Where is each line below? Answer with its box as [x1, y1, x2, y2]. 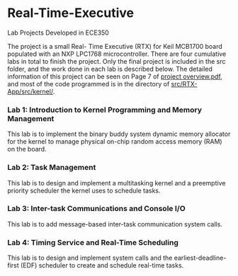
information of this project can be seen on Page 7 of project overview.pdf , [7, 72, 223, 81]
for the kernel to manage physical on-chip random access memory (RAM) [7, 137, 222, 146]
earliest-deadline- [174, 253, 227, 263]
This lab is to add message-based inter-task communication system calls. [7, 219, 223, 228]
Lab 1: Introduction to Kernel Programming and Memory [7, 105, 203, 115]
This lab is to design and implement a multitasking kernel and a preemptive [7, 178, 226, 187]
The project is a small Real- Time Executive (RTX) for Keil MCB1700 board [7, 42, 223, 50]
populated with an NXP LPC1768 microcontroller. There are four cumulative [7, 50, 227, 58]
